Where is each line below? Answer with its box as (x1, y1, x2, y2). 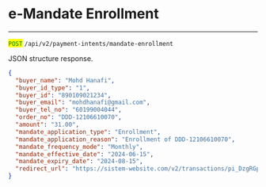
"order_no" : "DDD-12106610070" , (15, 113, 123, 121)
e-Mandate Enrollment (8, 5, 160, 23)
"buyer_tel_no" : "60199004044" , (15, 106, 123, 114)
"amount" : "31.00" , (15, 120, 80, 129)
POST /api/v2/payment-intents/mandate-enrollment (8, 40, 174, 48)
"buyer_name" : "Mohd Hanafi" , (15, 76, 115, 84)
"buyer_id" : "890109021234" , (15, 91, 112, 99)
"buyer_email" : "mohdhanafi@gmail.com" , (15, 98, 150, 107)
